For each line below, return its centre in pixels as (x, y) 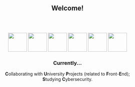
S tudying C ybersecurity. (67, 79)
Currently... (67, 63)
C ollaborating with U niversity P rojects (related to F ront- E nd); (67, 74)
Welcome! (67, 8)
